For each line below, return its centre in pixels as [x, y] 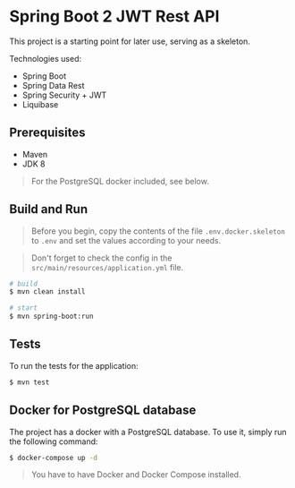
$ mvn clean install [48, 292]
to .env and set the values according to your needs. [126, 240]
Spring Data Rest [53, 85]
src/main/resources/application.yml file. [107, 267]
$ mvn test [29, 382]
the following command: [54, 441]
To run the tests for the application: [74, 365]
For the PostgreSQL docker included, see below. [120, 181]
